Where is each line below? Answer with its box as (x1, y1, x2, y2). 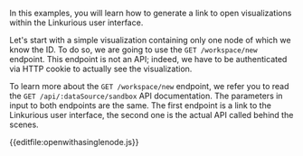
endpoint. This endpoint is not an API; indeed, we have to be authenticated (9, 54, 288, 64)
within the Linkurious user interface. (9, 17, 144, 28)
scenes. (9, 119, 39, 130)
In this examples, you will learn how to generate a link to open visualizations (9, 8, 292, 18)
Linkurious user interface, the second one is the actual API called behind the (9, 110, 294, 120)
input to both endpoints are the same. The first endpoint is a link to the (9, 100, 271, 111)
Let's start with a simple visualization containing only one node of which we (9, 35, 291, 45)
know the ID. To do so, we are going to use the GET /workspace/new (9, 44, 258, 55)
